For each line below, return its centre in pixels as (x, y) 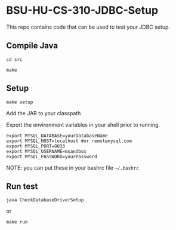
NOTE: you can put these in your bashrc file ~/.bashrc (72, 167)
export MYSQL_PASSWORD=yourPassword (52, 157)
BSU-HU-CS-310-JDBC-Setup (82, 10)
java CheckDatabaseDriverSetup (45, 200)
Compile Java (32, 46)
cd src (14, 59)
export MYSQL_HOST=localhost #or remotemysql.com (69, 141)
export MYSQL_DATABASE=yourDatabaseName (57, 136)
